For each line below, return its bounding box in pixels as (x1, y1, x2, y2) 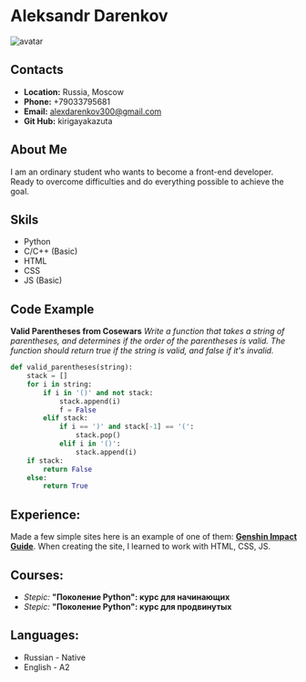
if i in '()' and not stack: (43, 388, 154, 397)
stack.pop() (75, 431, 121, 440)
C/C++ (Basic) (23, 246, 78, 257)
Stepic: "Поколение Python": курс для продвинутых (23, 601, 232, 612)
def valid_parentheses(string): (10, 362, 133, 372)
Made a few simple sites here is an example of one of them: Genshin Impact (10, 531, 298, 542)
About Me (10, 142, 67, 158)
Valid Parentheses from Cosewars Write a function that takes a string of (10, 326, 285, 337)
